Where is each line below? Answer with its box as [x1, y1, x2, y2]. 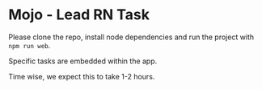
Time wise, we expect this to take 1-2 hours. [8, 71, 155, 81]
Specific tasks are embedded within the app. [8, 56, 158, 66]
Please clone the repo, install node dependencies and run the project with [8, 32, 255, 42]
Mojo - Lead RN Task [8, 6, 150, 24]
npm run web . [8, 40, 51, 50]
